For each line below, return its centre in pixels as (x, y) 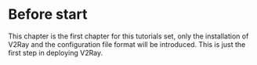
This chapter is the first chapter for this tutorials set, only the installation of (128, 36)
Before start (48, 14)
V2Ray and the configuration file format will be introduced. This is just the (127, 44)
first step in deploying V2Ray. (56, 52)
